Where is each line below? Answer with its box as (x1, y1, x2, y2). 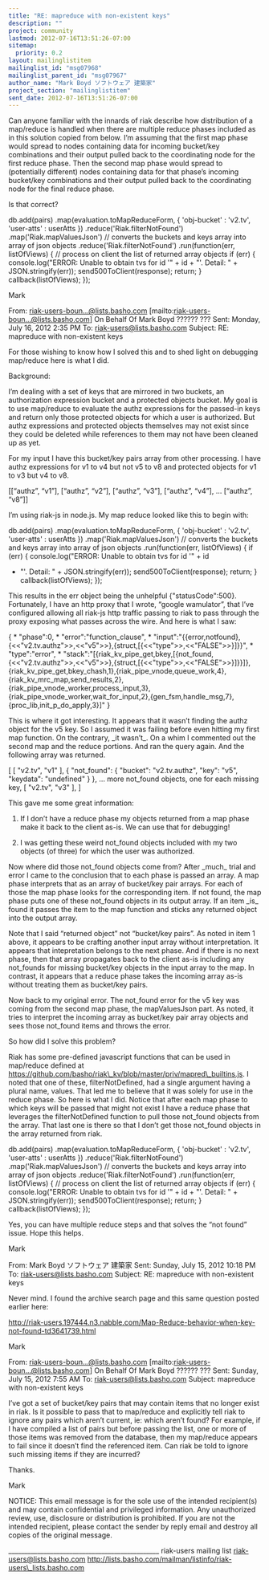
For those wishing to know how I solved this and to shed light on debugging (8, 347, 259, 357)
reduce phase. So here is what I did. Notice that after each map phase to (8, 1095, 248, 1105)
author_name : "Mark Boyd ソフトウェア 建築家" (8, 79, 157, 87)
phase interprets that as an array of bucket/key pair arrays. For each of (8, 879, 243, 889)
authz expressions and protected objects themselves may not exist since (8, 421, 250, 430)
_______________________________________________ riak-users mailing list (8, 1546, 232, 1556)
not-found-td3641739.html (8, 1326, 96, 1336)
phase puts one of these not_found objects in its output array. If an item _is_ (8, 896, 259, 906)
